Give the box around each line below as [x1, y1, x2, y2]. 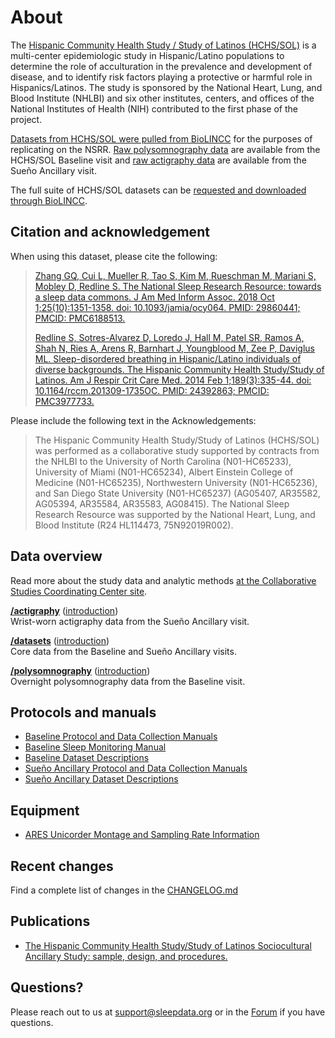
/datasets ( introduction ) [10, 634, 110, 646]
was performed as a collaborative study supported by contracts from [34, 444, 320, 456]
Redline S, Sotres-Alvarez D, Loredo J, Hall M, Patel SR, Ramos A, [34, 331, 305, 343]
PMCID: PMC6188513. [34, 312, 126, 324]
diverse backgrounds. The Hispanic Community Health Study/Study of [34, 363, 325, 375]
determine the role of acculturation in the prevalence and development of [10, 60, 313, 72]
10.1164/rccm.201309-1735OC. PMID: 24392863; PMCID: [34, 384, 270, 396]
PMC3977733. [34, 395, 95, 407]
